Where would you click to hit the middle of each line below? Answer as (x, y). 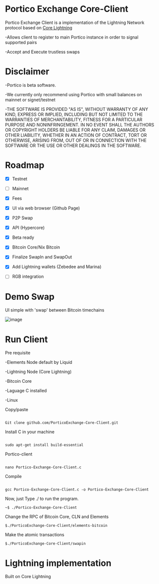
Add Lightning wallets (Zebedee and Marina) (57, 267)
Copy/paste (17, 410)
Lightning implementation (58, 563)
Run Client (26, 339)
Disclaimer (27, 72)
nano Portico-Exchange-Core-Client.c (43, 467)
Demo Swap (30, 297)
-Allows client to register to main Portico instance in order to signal (72, 37)
